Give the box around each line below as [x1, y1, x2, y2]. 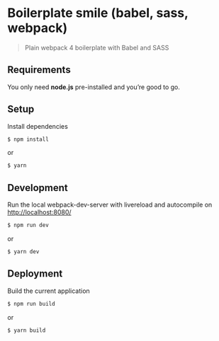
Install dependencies [7, 122, 69, 130]
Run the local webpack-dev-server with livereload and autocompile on [7, 200, 213, 209]
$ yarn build [7, 327, 46, 334]
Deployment [7, 267, 63, 280]
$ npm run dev [7, 221, 50, 229]
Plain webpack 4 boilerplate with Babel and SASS [24, 43, 169, 52]
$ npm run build [7, 300, 55, 307]
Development [7, 182, 69, 194]
